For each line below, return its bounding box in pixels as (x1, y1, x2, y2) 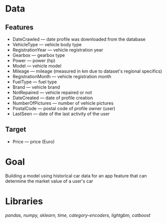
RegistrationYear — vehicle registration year (12, 47, 103, 53)
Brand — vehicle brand (12, 84, 60, 90)
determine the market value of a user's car (5, 178, 94, 184)
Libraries (5, 195, 43, 207)
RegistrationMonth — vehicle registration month (12, 74, 112, 79)
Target (5, 125, 27, 134)
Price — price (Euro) (12, 138, 55, 144)
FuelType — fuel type (12, 79, 57, 85)
